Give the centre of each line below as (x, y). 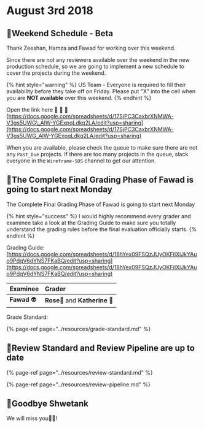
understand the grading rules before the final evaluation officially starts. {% (102, 229)
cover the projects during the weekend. (56, 73)
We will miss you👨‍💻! (32, 418)
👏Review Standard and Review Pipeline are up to (101, 348)
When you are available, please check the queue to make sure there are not (102, 147)
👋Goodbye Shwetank (48, 404)
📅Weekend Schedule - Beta (60, 33)
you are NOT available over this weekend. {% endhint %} (79, 98)
